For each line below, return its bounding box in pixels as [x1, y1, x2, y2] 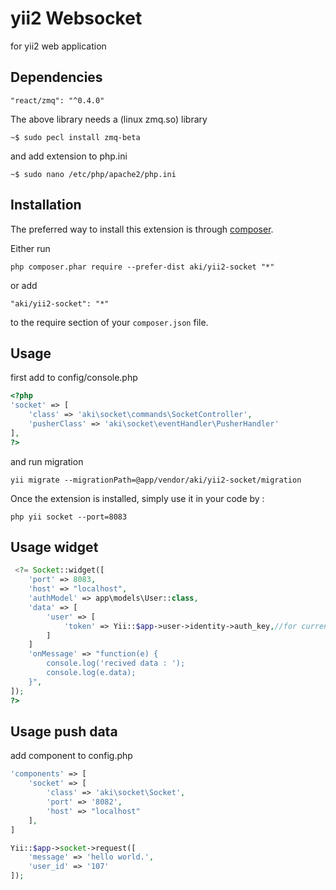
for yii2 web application [10, 40, 107, 52]
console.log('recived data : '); [46, 658, 186, 669]
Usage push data [10, 723, 118, 740]
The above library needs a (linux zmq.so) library [10, 113, 208, 125]
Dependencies [10, 69, 103, 86]
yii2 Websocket [10, 7, 143, 30]
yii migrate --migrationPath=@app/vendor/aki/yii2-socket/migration [10, 475, 302, 485]
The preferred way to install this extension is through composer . [10, 223, 274, 235]
